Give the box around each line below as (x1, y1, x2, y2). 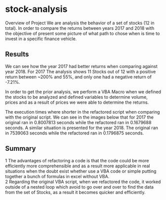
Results (5, 50, 29, 59)
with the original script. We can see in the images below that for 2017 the (5, 114, 154, 120)
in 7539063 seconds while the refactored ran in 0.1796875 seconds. (5, 130, 144, 136)
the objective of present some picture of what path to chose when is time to (5, 30, 160, 36)
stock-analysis (5, 3, 68, 15)
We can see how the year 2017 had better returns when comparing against (5, 63, 158, 69)
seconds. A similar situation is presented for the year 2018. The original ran (5, 125, 159, 131)
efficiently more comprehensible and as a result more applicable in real (5, 163, 150, 169)
